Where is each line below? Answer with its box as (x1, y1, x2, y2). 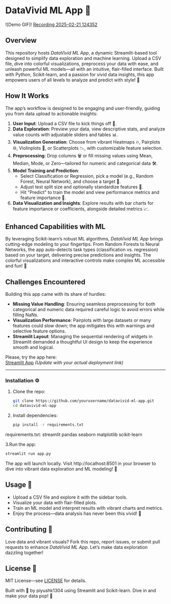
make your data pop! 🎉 (5, 593, 53, 599)
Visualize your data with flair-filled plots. (12, 499, 98, 506)
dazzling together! (5, 550, 44, 556)
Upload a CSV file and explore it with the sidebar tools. (12, 494, 128, 500)
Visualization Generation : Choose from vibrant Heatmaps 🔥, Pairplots (12, 139, 160, 145)
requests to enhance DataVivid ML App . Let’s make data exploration (5, 544, 148, 550)
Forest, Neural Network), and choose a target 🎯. (20, 178, 121, 184)
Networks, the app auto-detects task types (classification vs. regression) (5, 246, 159, 253)
